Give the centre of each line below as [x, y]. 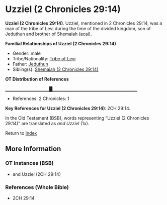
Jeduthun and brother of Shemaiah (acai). [49, 34]
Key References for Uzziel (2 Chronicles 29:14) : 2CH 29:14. [68, 108]
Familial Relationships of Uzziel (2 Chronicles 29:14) [61, 43]
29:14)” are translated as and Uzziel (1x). [47, 123]
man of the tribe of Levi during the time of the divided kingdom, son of [78, 28]
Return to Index [21, 133]
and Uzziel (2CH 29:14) [37, 174]
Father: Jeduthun [30, 64]
